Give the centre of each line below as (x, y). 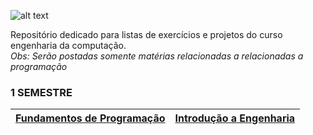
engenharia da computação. (68, 45)
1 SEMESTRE (41, 92)
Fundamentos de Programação (90, 118)
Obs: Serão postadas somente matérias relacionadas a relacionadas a (157, 56)
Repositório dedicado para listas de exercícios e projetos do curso (146, 34)
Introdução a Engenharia (235, 118)
